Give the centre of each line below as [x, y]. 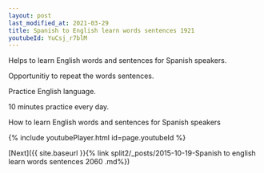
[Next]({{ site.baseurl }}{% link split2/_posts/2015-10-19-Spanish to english [132, 153]
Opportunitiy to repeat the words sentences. [81, 76]
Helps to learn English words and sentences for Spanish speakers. [118, 61]
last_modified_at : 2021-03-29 [59, 23]
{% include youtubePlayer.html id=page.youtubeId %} [97, 138]
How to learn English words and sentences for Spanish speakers [115, 122]
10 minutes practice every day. [59, 107]
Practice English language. [52, 92]
